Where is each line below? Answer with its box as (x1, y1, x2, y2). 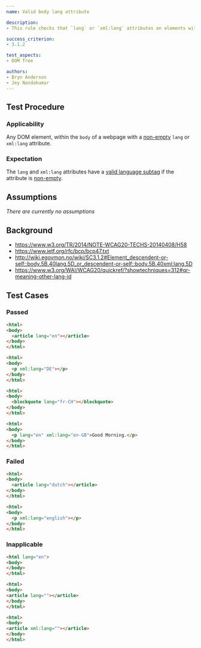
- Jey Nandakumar (6, 80, 50, 86)
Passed (6, 308, 29, 317)
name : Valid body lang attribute (6, 8, 90, 15)
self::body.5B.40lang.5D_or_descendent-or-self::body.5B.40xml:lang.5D (14, 260, 193, 267)
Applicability (6, 120, 44, 128)
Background (6, 225, 53, 235)
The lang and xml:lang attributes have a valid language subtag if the (6, 168, 175, 175)
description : (6, 19, 39, 26)
